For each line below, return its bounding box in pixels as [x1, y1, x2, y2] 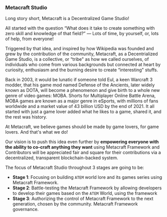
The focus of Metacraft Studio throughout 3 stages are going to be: [5, 165, 144, 171]
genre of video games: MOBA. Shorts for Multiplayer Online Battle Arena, [5, 92, 156, 99]
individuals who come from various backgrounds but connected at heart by [5, 62, 161, 68]
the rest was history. [5, 114, 48, 120]
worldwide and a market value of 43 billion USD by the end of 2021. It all [5, 103, 154, 110]
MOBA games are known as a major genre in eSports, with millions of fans [5, 98, 158, 104]
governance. [12, 206, 39, 212]
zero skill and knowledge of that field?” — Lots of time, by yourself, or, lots [5, 31, 159, 37]
